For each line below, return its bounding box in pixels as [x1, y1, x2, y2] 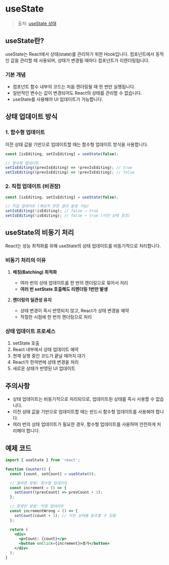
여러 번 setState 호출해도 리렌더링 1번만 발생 [20, 286, 108, 292]
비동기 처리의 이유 [5, 256, 47, 263]
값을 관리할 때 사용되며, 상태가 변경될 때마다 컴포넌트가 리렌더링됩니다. [10, 57, 150, 63]
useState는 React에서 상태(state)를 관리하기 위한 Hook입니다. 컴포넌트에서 [5, 51, 155, 57]
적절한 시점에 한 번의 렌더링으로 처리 [20, 314, 92, 320]
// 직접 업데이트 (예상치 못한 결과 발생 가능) [5, 204, 90, 209]
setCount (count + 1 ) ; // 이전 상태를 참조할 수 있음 [14, 513, 116, 518]
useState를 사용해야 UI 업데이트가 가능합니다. [12, 97, 103, 103]
